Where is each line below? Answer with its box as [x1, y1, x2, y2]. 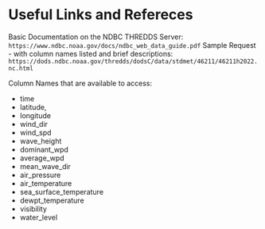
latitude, [19, 102, 47, 112]
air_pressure [19, 170, 61, 180]
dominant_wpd [19, 144, 69, 154]
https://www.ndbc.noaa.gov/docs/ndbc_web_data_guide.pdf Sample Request [8, 40, 256, 49]
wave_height [19, 136, 62, 145]
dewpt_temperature [19, 195, 85, 205]
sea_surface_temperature [19, 187, 104, 196]
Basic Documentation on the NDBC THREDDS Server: [8, 32, 184, 41]
